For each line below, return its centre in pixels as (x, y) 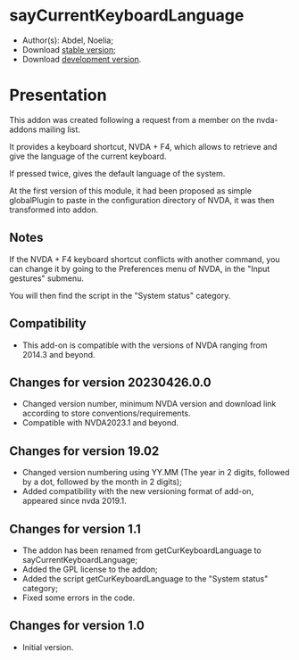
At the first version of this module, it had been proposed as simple (131, 190)
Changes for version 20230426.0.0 (110, 382)
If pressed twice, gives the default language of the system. (117, 173)
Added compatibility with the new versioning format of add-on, (138, 491)
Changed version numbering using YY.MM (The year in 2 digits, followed (156, 473)
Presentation (58, 95)
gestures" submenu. (47, 278)
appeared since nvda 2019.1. (74, 501)
